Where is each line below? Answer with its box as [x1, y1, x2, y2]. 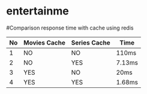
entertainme [6, 4, 69, 18]
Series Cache [71, 38, 110, 46]
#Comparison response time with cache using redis [6, 24, 134, 31]
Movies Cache [23, 38, 66, 46]
